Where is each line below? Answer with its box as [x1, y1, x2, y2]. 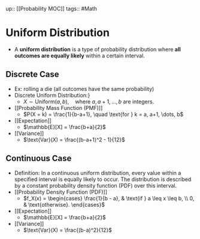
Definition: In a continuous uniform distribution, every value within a [14, 169, 181, 176]
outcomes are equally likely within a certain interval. [14, 52, 145, 59]
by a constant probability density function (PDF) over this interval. [14, 182, 177, 189]
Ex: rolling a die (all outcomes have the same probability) [14, 85, 154, 92]
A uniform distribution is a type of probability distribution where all [14, 45, 181, 53]
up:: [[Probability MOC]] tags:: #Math [5, 5, 97, 12]
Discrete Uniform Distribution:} [14, 91, 90, 99]
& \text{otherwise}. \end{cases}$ [23, 201, 105, 208]
